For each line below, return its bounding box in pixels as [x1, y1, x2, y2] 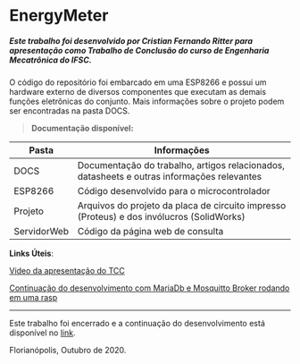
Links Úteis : [9, 248, 54, 259]
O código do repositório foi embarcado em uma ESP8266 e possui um [9, 77, 267, 88]
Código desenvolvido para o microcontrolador [77, 185, 271, 198]
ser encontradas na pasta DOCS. [9, 106, 130, 116]
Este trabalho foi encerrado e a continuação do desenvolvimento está [9, 318, 266, 329]
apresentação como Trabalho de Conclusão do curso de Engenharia [9, 45, 270, 55]
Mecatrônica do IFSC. [9, 55, 92, 65]
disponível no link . [9, 327, 76, 338]
